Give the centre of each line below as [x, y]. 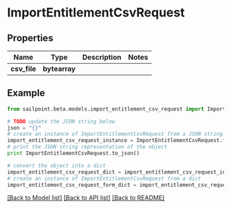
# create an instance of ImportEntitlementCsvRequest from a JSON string [115, 134]
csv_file [23, 69]
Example [26, 93]
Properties [30, 38]
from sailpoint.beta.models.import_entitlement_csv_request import [106, 109]
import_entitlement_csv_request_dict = [64, 172]
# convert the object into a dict [57, 165]
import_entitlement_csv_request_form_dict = [72, 185]
